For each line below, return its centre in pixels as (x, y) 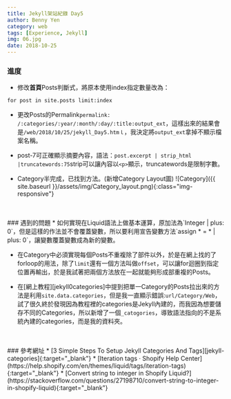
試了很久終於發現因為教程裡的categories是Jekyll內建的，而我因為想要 (116, 304)
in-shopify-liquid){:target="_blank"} (58, 388)
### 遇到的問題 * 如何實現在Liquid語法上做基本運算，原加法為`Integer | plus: (115, 223)
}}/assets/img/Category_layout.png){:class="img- (122, 187)
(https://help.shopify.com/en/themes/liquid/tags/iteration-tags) (97, 366)
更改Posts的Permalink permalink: (64, 115)
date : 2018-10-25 (32, 46)
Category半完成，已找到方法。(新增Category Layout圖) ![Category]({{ (116, 179)
